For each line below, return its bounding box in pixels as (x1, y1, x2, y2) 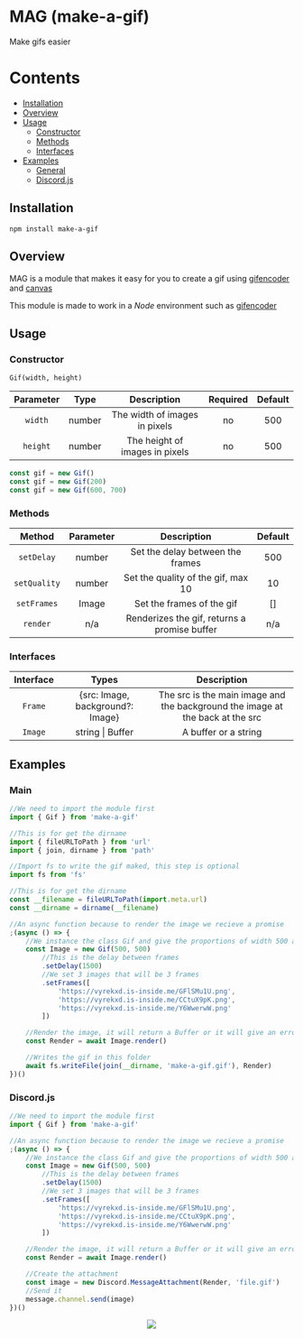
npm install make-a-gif (9, 224, 99, 234)
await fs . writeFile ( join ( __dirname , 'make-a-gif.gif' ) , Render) (25, 1061, 272, 1070)
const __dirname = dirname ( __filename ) (9, 903, 160, 912)
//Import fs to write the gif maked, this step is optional (9, 862, 241, 872)
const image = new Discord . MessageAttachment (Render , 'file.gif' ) (25, 1278, 280, 1287)
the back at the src (182, 711, 262, 724)
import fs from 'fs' (9, 871, 87, 880)
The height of (125, 435, 184, 448)
